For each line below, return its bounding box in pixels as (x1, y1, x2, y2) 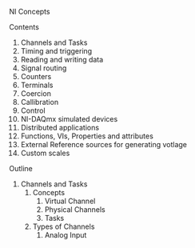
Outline (9, 164, 33, 173)
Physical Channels (44, 205, 106, 214)
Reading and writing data (20, 55, 104, 64)
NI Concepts (9, 7, 50, 16)
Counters (20, 72, 52, 81)
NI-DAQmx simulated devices (20, 114, 118, 123)
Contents (9, 22, 39, 31)
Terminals (20, 80, 54, 90)
